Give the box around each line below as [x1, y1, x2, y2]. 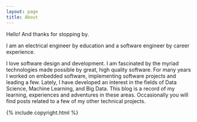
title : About [6, 14, 38, 20]
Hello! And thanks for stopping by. [6, 30, 89, 37]
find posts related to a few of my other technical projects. [6, 97, 146, 104]
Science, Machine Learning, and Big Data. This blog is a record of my [6, 85, 175, 92]
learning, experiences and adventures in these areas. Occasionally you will [6, 91, 189, 98]
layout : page [6, 8, 38, 15]
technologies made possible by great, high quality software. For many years [6, 66, 191, 73]
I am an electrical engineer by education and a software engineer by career [6, 42, 190, 49]
